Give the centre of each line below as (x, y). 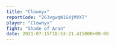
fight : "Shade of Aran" (36, 28)
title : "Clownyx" (28, 12)
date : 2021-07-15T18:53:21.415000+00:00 (58, 34)
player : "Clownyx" (29, 23)
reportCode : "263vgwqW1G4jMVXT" (47, 17)
